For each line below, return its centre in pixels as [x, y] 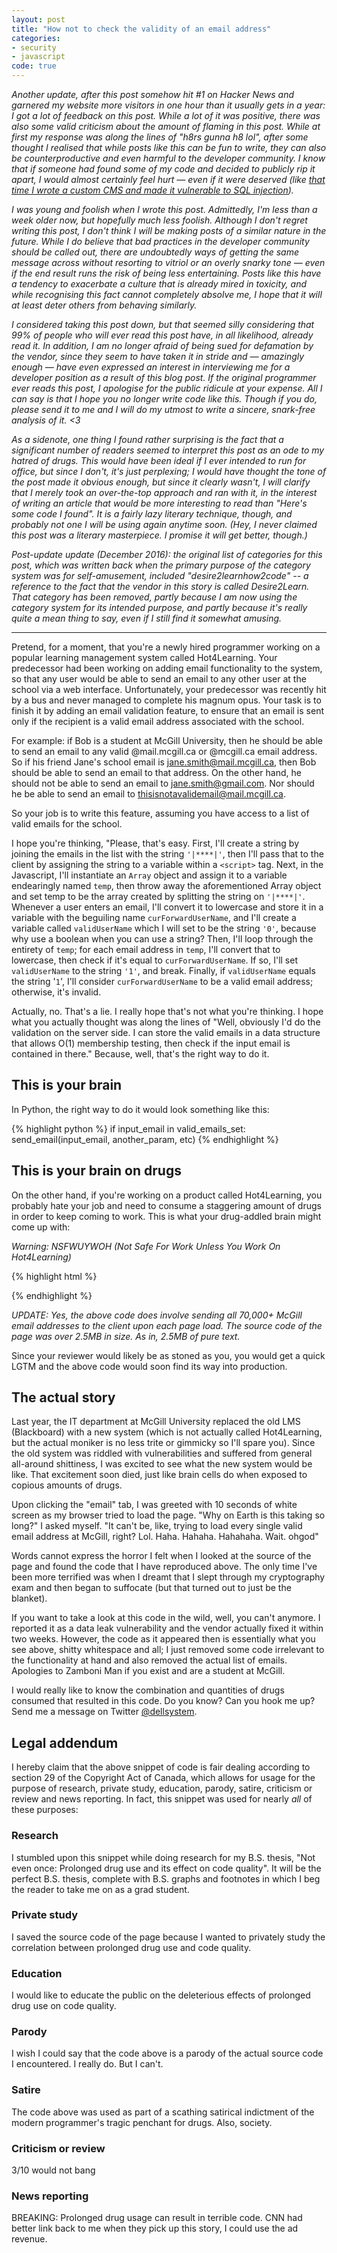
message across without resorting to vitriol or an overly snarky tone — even [168, 262]
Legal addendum [65, 1742]
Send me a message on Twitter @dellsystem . [104, 1712]
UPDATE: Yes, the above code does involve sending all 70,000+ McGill [157, 1315]
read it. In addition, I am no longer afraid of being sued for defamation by [162, 345]
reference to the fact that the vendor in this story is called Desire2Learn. [160, 586]
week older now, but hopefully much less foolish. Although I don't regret [159, 220]
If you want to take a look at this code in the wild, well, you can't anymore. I [166, 1618]
